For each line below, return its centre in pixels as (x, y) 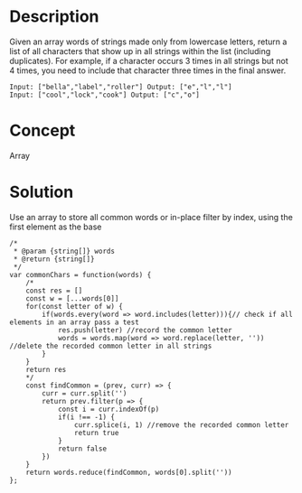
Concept (42, 130)
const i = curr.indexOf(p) (109, 409)
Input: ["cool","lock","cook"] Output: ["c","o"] (105, 95)
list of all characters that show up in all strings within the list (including (140, 51)
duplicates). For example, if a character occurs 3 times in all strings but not (149, 60)
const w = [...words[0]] (72, 298)
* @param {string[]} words (64, 251)
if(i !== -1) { (86, 417)
